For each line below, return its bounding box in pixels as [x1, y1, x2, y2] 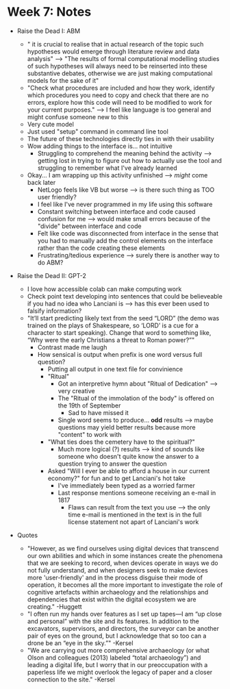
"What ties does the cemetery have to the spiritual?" [47, 438, 195, 446]
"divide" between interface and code [37, 222, 142, 230]
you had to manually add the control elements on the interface [37, 236, 214, 245]
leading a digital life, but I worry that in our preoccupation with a [27, 660, 208, 668]
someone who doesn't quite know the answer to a [57, 452, 199, 460]
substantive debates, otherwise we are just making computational [27, 69, 213, 77]
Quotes [16, 531, 38, 539]
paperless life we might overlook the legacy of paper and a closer [27, 668, 213, 676]
